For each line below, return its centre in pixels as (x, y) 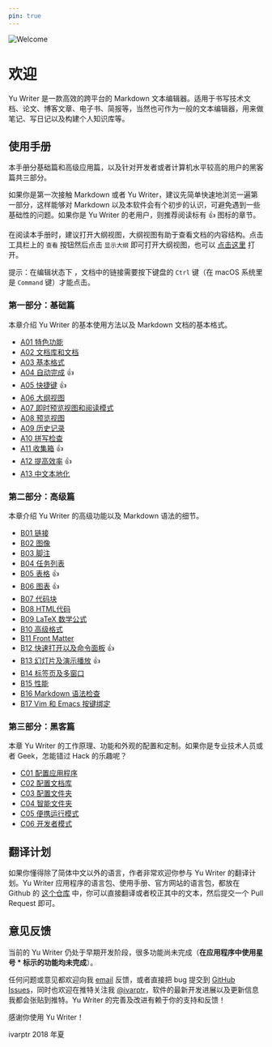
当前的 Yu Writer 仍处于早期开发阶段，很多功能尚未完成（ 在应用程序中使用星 (136, 952)
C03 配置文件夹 (46, 793)
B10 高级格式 (41, 629)
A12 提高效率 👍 (46, 461)
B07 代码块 (38, 598)
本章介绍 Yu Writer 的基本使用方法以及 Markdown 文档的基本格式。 (120, 324)
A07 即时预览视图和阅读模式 (67, 408)
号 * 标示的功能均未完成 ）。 (53, 962)
